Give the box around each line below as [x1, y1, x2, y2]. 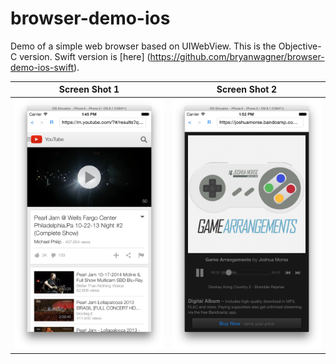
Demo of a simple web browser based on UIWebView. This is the [10, 40, 277, 52]
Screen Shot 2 [216, 83, 278, 96]
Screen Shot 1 [58, 83, 120, 96]
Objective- [278, 40, 322, 52]
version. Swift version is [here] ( [19, 50, 151, 62]
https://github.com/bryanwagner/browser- [149, 50, 325, 62]
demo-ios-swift [10, 61, 74, 73]
